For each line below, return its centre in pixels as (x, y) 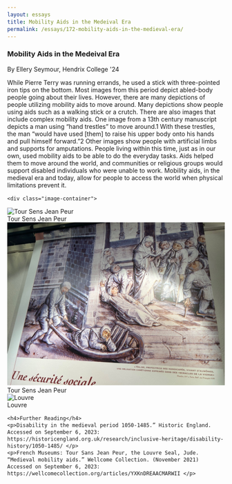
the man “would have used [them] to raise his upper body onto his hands (111, 134)
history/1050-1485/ (35, 446)
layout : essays (29, 14)
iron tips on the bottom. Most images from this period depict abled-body (110, 90)
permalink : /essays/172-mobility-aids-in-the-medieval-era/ (96, 29)
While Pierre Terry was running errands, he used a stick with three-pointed (114, 82)
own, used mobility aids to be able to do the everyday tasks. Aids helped (110, 156)
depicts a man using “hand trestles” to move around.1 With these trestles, (111, 126)
